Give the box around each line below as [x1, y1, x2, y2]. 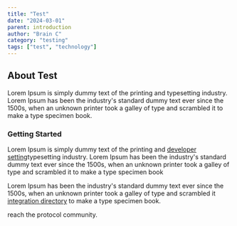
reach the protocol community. [7, 210, 98, 219]
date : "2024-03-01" [7, 17, 65, 24]
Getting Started [7, 129, 62, 139]
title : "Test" [7, 10, 50, 18]
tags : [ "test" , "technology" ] [7, 43, 98, 50]
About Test [7, 70, 58, 82]
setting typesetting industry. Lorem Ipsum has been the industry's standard [7, 153, 226, 161]
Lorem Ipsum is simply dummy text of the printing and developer [7, 145, 197, 154]
